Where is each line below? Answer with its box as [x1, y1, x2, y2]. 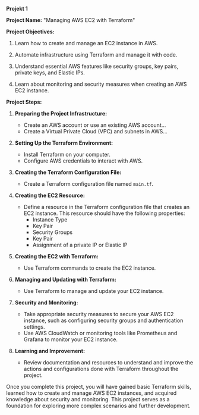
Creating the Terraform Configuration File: [14, 169, 122, 176]
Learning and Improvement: [14, 348, 85, 354]
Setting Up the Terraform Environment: [14, 139, 113, 146]
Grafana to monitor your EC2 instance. [23, 336, 118, 343]
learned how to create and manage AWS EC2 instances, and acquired [6, 389, 177, 397]
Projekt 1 [6, 5, 28, 12]
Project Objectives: [6, 28, 55, 35]
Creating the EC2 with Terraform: [14, 253, 99, 260]
